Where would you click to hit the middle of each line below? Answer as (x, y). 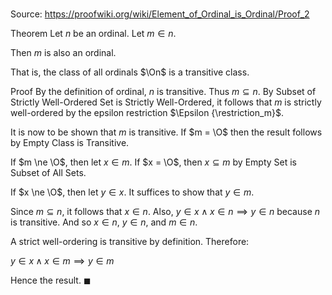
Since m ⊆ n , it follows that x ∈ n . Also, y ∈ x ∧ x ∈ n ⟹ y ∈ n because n (165, 212)
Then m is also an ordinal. (63, 53)
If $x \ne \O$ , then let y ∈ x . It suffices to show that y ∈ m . (132, 192)
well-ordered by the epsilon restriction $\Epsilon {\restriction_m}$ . (147, 113)
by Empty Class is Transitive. (70, 143)
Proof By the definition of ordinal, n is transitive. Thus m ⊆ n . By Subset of (163, 92)
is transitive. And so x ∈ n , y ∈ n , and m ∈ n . (104, 222)
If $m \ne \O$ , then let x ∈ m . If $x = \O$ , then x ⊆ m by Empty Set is (154, 162)
